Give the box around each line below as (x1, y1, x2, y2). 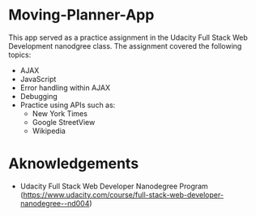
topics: (8, 50, 32, 59)
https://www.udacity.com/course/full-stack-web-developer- (23, 189, 224, 200)
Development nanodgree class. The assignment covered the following (8, 41, 242, 50)
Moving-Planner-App (8, 6, 155, 24)
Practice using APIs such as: (19, 100, 116, 110)
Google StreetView (32, 117, 96, 127)
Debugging (19, 91, 58, 101)
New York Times (32, 108, 87, 119)
